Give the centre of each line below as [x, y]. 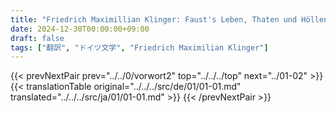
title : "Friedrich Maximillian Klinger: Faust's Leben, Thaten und [154, 19]
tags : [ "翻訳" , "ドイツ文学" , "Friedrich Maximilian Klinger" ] [139, 47]
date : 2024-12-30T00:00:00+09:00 [80, 29]
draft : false [37, 38]
